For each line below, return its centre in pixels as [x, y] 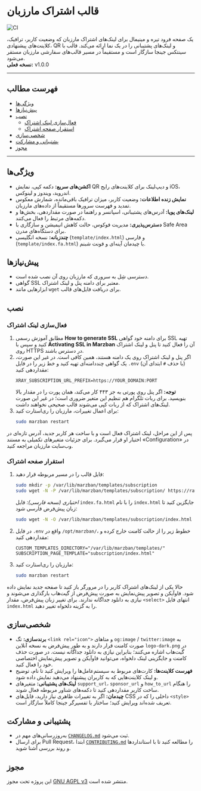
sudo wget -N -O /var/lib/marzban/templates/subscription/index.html [104, 519]
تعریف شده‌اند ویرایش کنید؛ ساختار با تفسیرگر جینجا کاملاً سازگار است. [93, 702]
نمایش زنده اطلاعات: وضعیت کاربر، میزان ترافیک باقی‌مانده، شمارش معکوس [101, 199]
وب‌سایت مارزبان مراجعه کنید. [40, 445]
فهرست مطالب [33, 89]
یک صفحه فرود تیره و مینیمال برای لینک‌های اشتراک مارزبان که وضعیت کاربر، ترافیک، [100, 39]
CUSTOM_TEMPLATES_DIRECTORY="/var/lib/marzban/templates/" [90, 548]
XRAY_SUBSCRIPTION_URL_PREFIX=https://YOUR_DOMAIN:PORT [86, 381]
